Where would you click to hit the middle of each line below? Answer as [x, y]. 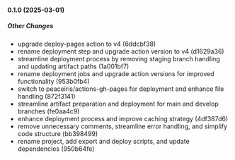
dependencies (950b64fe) [56, 149]
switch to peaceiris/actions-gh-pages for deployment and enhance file [121, 89]
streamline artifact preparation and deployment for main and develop [118, 104]
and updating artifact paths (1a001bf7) [73, 66]
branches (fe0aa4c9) [48, 111]
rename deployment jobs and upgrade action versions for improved [116, 73]
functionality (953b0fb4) [53, 81]
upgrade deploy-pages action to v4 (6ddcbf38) [87, 44]
